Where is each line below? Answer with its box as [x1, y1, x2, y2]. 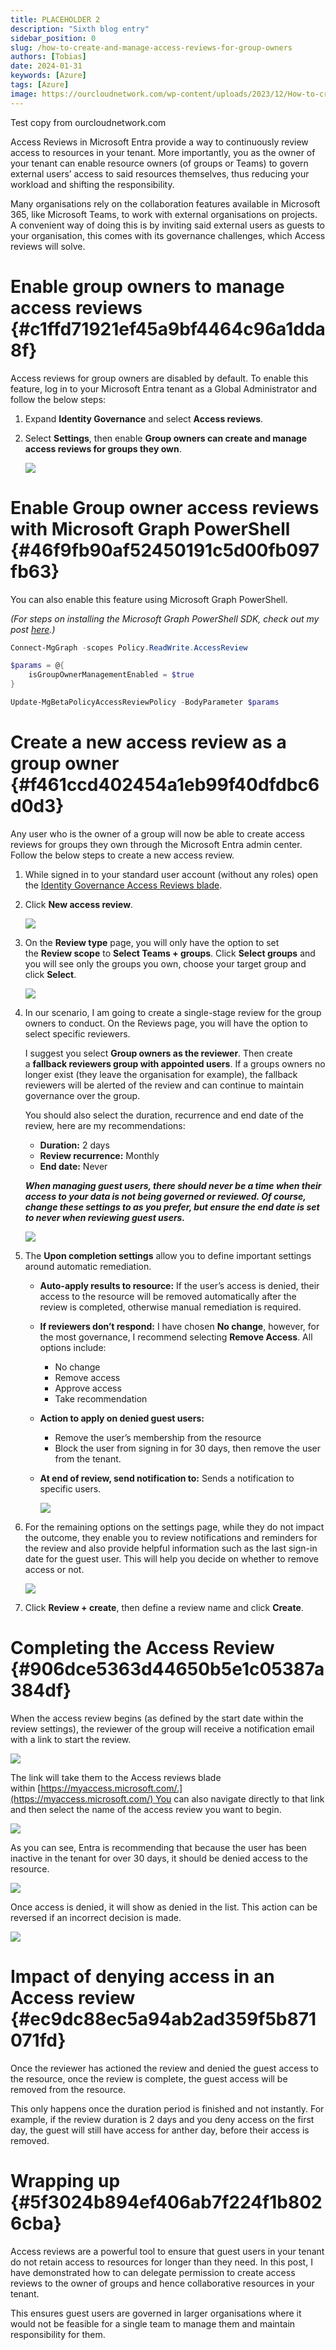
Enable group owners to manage [10, 275, 285, 298]
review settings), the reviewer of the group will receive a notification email [10, 1722, 315, 1735]
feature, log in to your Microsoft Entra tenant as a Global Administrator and [10, 382, 317, 395]
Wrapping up [10, 2169, 121, 2192]
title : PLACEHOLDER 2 [10, 14, 101, 25]
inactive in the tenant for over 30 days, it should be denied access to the [10, 1852, 309, 1864]
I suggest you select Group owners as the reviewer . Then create [24, 1047, 293, 1059]
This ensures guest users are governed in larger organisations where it [10, 2307, 302, 2319]
